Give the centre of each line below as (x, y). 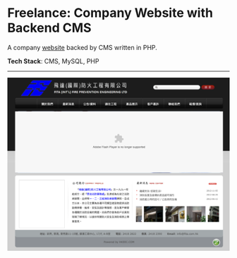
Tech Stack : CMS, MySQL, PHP (53, 61)
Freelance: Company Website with (110, 13)
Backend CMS (49, 28)
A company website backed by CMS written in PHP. (82, 47)
